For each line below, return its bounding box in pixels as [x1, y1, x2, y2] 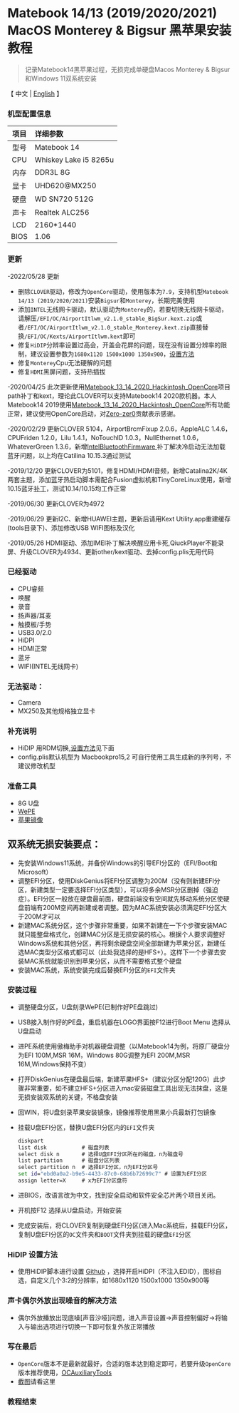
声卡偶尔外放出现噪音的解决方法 [7, 1296, 117, 1306]
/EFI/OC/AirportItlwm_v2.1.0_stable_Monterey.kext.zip [23, 324, 191, 331]
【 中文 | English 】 [7, 89, 63, 98]
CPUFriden [7, 433, 40, 442]
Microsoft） [17, 867, 53, 876]
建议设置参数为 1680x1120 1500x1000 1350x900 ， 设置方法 [30, 350, 195, 358]
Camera [17, 698, 41, 707]
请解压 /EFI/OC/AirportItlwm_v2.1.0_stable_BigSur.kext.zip [17, 314, 196, 322]
